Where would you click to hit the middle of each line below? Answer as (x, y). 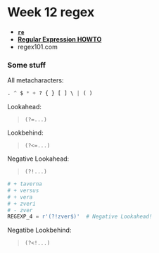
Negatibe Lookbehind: (39, 230)
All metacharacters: (36, 80)
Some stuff (26, 65)
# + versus (23, 190)
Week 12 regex (51, 12)
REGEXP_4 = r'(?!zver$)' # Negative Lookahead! (80, 217)
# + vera (20, 197)
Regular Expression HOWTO (59, 39)
